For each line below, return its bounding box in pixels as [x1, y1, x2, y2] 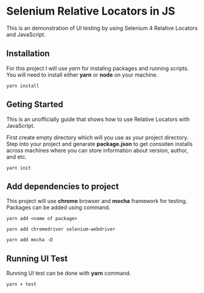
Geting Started [6, 99, 63, 110]
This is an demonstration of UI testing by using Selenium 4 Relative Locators [6, 24, 198, 32]
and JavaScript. [6, 30, 46, 38]
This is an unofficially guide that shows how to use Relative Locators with [6, 115, 190, 123]
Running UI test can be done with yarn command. [6, 269, 132, 277]
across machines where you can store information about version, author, [6, 146, 189, 154]
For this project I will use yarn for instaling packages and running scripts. [6, 64, 189, 72]
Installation [6, 49, 50, 59]
